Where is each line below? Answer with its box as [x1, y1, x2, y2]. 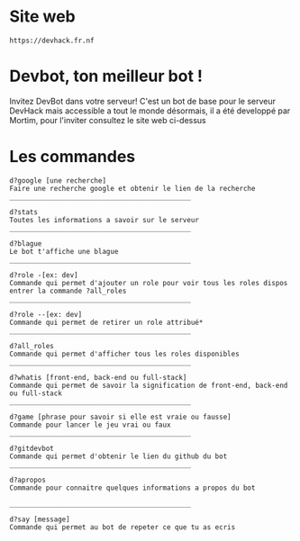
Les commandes [9, 147, 136, 167]
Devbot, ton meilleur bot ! [9, 66, 203, 86]
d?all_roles [9, 341, 54, 350]
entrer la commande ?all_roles [9, 286, 127, 295]
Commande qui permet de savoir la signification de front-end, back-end [9, 381, 288, 390]
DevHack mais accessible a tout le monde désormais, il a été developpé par [9, 105, 291, 116]
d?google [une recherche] [9, 176, 106, 185]
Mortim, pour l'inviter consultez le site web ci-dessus [9, 114, 207, 125]
